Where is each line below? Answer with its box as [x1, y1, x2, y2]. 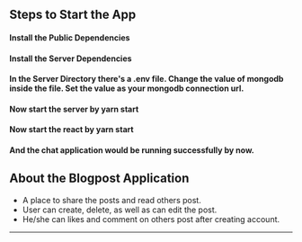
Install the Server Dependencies [9, 53, 132, 64]
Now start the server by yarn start [9, 103, 139, 114]
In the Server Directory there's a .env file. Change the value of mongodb [9, 74, 284, 85]
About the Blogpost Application [9, 171, 190, 186]
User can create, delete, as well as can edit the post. [22, 204, 218, 215]
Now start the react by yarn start [9, 124, 134, 135]
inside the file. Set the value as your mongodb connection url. [9, 83, 244, 94]
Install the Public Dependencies [9, 31, 130, 43]
